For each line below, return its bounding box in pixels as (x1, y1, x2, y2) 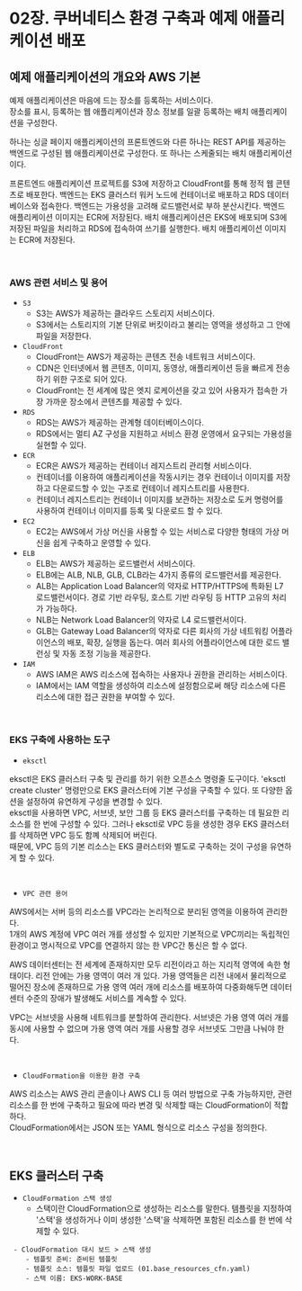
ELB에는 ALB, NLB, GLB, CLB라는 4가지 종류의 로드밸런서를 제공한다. (35, 569, 281, 580)
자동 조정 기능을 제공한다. (62, 649, 151, 659)
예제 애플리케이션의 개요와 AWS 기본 (9, 69, 200, 85)
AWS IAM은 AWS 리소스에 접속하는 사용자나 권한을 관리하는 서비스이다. (35, 669, 288, 680)
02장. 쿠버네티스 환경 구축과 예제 (9, 8, 238, 29)
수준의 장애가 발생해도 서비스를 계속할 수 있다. (25, 992, 187, 1003)
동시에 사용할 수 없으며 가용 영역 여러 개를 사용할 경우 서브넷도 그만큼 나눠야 (9, 1023, 276, 1034)
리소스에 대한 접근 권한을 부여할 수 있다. (35, 692, 175, 703)
